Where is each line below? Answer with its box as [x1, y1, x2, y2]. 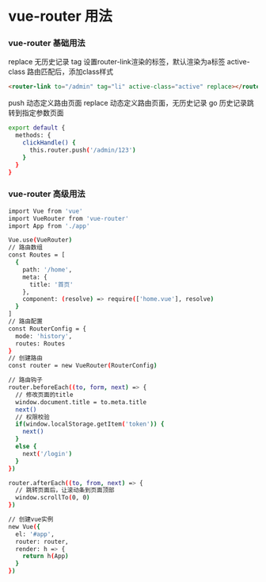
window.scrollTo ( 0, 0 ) [15, 494, 90, 502]
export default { [8, 124, 66, 132]
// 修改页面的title [15, 391, 74, 399]
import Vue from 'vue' [8, 207, 83, 215]
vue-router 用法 [8, 7, 113, 25]
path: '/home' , [22, 265, 73, 274]
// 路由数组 [8, 244, 44, 252]
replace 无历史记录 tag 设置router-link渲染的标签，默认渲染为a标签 [8, 57, 226, 67]
